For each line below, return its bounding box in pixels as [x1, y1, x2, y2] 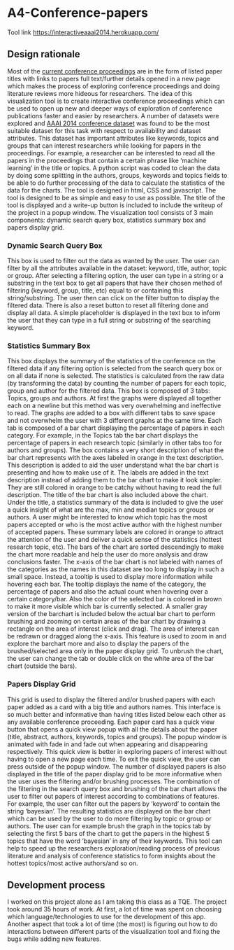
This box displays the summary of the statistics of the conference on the [7, 357, 217, 365]
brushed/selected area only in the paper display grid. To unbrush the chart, [7, 647, 224, 655]
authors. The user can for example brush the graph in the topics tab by [7, 821, 211, 830]
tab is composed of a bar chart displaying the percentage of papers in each [7, 424, 225, 432]
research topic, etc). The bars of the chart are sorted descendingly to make [7, 543, 224, 551]
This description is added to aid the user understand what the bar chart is [7, 461, 219, 470]
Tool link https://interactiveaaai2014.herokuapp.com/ [7, 28, 159, 36]
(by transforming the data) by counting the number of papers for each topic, [7, 379, 227, 388]
